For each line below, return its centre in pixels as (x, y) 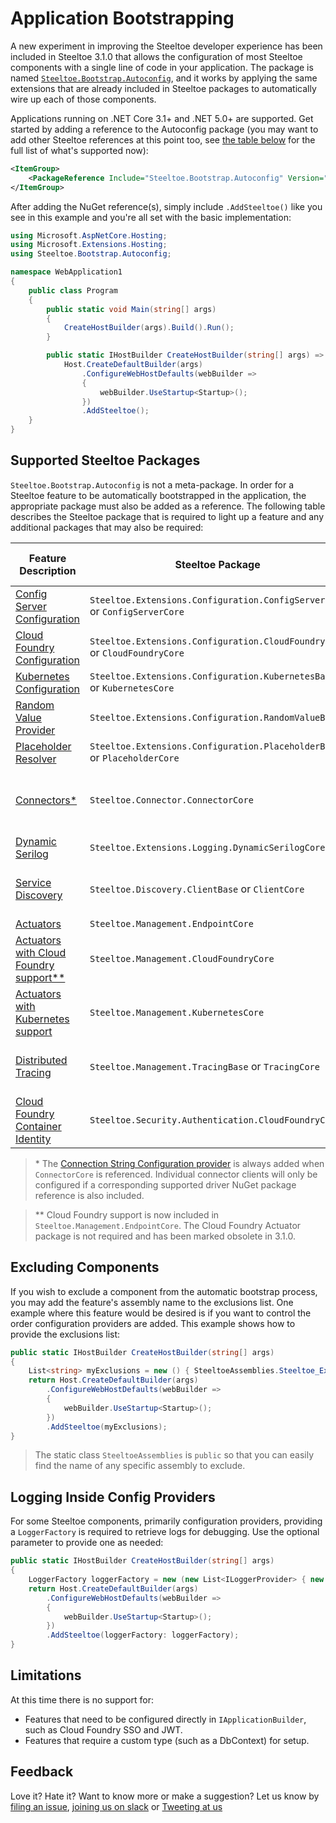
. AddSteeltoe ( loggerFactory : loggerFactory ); (143, 1635)
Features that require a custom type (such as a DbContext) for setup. (167, 1740)
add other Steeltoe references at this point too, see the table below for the (163, 139)
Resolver (36, 759)
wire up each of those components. (83, 99)
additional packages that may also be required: (107, 527)
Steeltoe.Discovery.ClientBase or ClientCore (197, 889)
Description (48, 570)
